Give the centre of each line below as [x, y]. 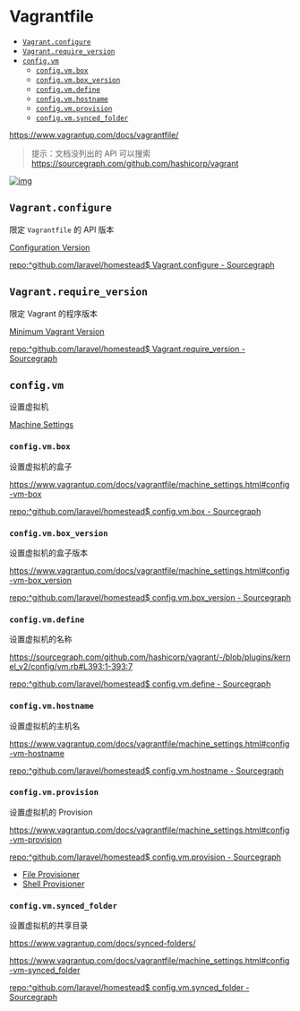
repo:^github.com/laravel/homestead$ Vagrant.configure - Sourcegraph [142, 264]
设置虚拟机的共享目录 [48, 926]
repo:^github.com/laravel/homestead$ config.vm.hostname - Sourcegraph [147, 770]
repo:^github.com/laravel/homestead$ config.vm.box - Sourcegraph [135, 511]
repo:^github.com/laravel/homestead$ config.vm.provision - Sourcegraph [146, 857]
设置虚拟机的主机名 [45, 726]
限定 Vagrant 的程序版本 [54, 313]
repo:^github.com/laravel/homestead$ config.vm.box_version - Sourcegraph [150, 597]
